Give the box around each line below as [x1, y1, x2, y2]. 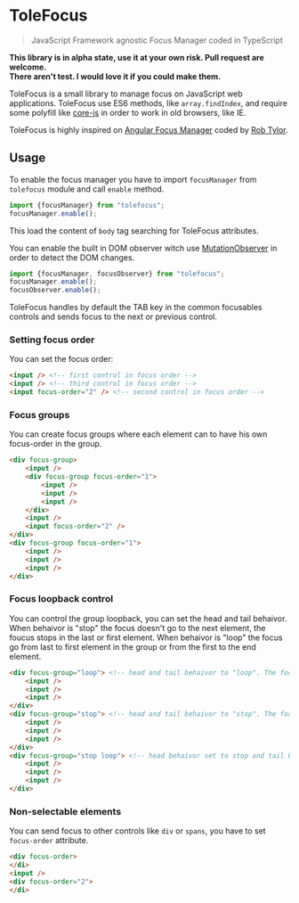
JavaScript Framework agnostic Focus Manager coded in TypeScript [30, 35, 283, 45]
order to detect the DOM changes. [9, 251, 135, 263]
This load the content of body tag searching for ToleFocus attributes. [9, 225, 260, 236]
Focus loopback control [9, 593, 114, 605]
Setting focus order [9, 333, 95, 346]
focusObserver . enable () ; [9, 286, 101, 295]
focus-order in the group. [9, 439, 102, 449]
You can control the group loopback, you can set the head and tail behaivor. [9, 612, 287, 624]
